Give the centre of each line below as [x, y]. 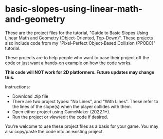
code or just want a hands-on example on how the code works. [68, 63]
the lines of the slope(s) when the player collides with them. [72, 106]
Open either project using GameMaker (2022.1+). [61, 112]
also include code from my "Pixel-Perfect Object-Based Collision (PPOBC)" [80, 43]
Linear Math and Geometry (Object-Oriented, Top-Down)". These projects [79, 38]
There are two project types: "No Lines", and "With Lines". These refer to [85, 101]
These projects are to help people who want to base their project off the [77, 57]
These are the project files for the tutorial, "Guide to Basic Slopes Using [77, 33]
